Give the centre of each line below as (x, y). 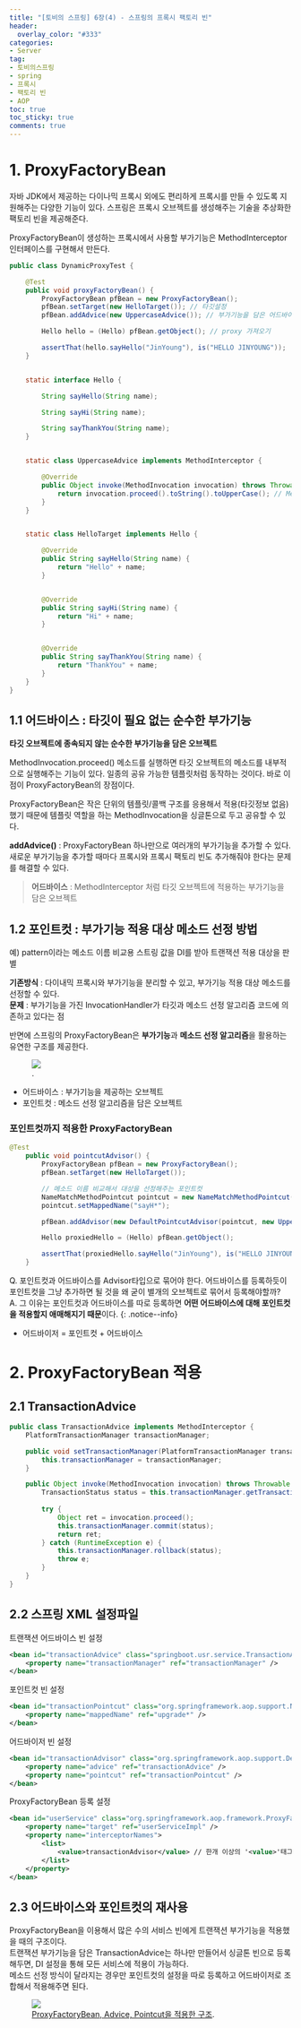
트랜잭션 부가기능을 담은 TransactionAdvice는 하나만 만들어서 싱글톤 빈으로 (142, 1953)
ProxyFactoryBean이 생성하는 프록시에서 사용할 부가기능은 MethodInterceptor (148, 237)
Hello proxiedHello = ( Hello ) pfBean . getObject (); (138, 1238)
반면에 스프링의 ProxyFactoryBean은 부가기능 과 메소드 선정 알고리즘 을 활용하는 (148, 1035)
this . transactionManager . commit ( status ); (136, 1526)
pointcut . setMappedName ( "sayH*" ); (106, 1205)
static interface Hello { (74, 380)
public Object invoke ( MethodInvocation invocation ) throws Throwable (158, 1484)
